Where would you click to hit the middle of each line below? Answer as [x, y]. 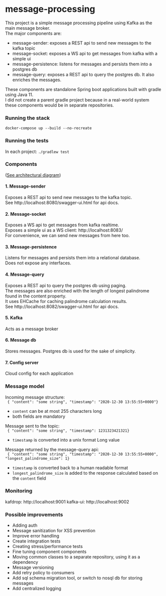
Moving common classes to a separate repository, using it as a [76, 557]
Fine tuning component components [49, 552]
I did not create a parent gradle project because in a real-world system [77, 99]
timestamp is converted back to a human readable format [70, 468]
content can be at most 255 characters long [57, 411]
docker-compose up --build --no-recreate [49, 128]
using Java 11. [19, 95]
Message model [25, 386]
